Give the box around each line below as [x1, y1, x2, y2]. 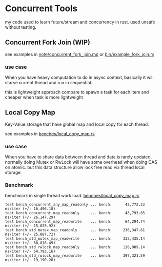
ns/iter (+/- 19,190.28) [5, 258, 56, 263]
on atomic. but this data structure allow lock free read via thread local [5, 164, 145, 171]
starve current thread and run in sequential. [5, 80, 93, 86]
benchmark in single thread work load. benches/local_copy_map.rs [5, 193, 140, 199]
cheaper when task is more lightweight [5, 95, 83, 100]
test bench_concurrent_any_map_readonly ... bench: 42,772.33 [5, 202, 145, 207]
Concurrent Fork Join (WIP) [5, 38, 90, 47]
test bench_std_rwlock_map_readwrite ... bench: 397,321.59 [5, 253, 145, 258]
